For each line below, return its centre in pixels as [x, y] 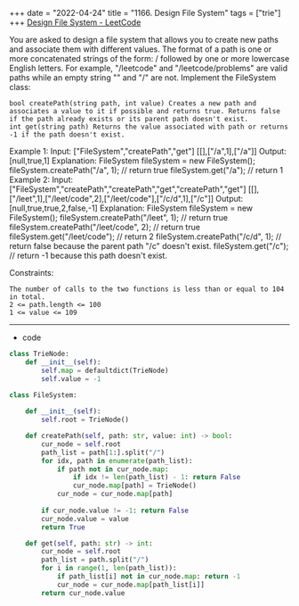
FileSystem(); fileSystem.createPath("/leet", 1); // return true [119, 217]
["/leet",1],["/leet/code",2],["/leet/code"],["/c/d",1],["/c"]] [112, 199]
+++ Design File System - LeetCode [75, 22]
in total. [28, 297]
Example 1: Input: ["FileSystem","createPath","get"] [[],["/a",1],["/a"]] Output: [148, 151]
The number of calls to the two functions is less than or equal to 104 [147, 289]
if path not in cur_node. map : [113, 469]
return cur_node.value [83, 593]
